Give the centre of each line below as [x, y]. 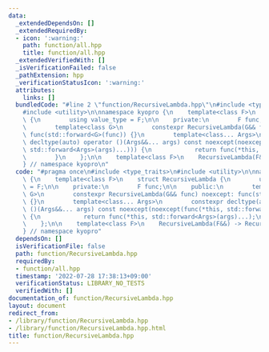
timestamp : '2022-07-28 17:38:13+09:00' [84, 276]
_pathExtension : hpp [50, 75]
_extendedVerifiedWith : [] [60, 61]
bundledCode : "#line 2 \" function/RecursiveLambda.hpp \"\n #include [130, 105]
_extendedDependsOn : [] [55, 23]
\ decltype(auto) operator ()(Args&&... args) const [112, 142]
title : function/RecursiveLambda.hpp [71, 336]
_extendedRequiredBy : [52, 30]
